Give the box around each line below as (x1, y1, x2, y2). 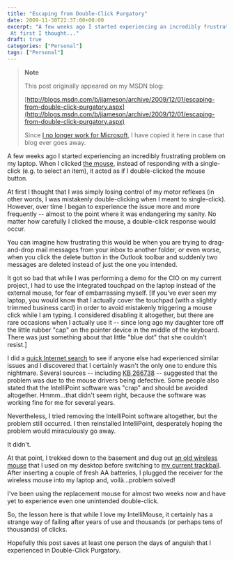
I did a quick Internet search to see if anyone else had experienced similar (7, 353, 219, 362)
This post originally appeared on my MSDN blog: (24, 82, 164, 90)
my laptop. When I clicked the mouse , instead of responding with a (7, 159, 199, 167)
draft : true (7, 36, 42, 43)
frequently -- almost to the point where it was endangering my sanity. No (7, 210, 217, 218)
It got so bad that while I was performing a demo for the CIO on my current (7, 273, 221, 282)
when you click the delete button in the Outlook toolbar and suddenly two (7, 252, 218, 261)
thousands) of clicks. (7, 525, 68, 533)
